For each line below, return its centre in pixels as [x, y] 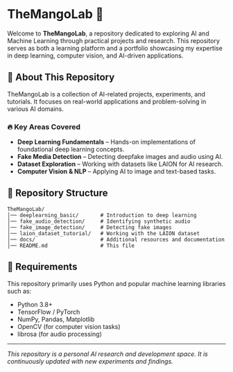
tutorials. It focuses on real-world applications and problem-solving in [107, 101]
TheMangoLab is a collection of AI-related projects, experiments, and [106, 94]
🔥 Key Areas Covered [44, 126]
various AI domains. [35, 109]
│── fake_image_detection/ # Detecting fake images [89, 227]
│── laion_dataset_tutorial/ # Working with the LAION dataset [103, 233]
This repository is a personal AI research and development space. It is [107, 354]
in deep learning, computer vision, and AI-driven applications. [95, 56]
